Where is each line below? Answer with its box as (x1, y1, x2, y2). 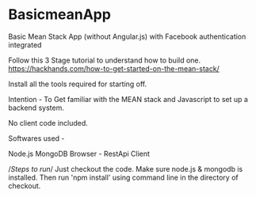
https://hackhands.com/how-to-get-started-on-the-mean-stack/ (8, 63, 220, 73)
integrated (8, 40, 42, 49)
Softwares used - (8, 133, 65, 143)
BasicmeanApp (8, 6, 111, 24)
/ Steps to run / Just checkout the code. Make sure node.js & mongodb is (8, 164, 243, 173)
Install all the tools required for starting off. (8, 79, 147, 89)
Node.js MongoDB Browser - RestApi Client (8, 149, 151, 158)
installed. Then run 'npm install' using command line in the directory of (8, 172, 239, 182)
